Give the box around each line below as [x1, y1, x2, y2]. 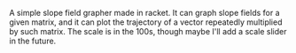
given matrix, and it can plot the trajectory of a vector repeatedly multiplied [9, 17, 283, 27]
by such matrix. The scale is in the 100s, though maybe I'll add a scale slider [9, 26, 287, 36]
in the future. [9, 35, 57, 46]
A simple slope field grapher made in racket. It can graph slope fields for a [9, 8, 281, 18]
